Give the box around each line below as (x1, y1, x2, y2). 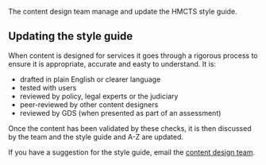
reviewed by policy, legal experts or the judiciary (19, 91, 179, 101)
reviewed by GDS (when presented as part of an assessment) (19, 108, 222, 117)
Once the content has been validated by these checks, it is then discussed (8, 123, 252, 133)
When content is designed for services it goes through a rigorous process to (8, 51, 258, 60)
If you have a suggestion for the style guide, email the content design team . (8, 147, 256, 157)
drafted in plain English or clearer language (19, 75, 161, 84)
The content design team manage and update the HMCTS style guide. (8, 7, 237, 16)
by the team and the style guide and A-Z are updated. (8, 132, 184, 141)
